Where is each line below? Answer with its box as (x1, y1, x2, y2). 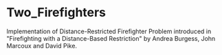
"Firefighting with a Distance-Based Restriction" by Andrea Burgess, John (6, 34, 216, 42)
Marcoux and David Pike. (6, 41, 77, 50)
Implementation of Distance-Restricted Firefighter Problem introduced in (6, 27, 212, 35)
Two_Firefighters (6, 5, 107, 20)
